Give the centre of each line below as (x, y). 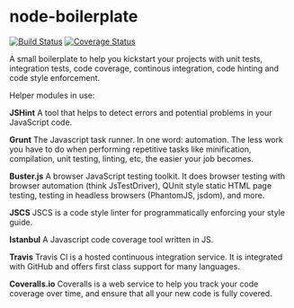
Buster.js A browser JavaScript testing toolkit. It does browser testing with (147, 176)
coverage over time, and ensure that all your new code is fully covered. (141, 293)
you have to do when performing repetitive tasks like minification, (130, 149)
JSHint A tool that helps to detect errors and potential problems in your (141, 112)
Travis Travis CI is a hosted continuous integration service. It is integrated (146, 257)
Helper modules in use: (52, 95)
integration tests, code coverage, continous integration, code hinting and (144, 68)
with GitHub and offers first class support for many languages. (125, 266)
